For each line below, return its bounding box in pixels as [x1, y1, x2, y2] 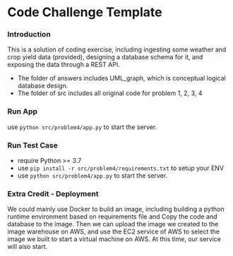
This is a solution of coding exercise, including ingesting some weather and [7, 45, 227, 54]
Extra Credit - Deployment [7, 189, 99, 198]
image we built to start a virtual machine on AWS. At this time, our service [7, 235, 221, 243]
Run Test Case [7, 140, 58, 150]
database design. [17, 82, 68, 90]
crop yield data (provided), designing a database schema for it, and [7, 53, 203, 61]
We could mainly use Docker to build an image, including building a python [7, 205, 225, 214]
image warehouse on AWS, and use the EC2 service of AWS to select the [7, 227, 220, 236]
